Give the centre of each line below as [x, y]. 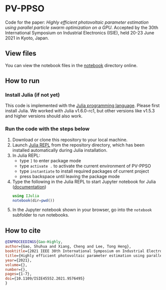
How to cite [23, 231]
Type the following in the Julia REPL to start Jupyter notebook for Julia [84, 181]
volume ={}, [16, 265]
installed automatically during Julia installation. [60, 150]
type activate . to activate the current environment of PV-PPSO [85, 166]
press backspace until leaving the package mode [70, 176]
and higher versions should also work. [44, 116]
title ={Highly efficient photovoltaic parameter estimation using [75, 255]
